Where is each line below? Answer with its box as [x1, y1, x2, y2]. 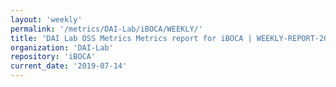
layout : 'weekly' [10, 14, 83, 25]
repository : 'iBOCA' [10, 52, 97, 62]
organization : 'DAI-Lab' [10, 42, 114, 53]
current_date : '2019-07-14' [10, 61, 128, 71]
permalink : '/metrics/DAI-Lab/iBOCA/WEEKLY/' [10, 24, 203, 34]
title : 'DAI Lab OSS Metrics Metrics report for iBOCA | [10, 33, 253, 43]
